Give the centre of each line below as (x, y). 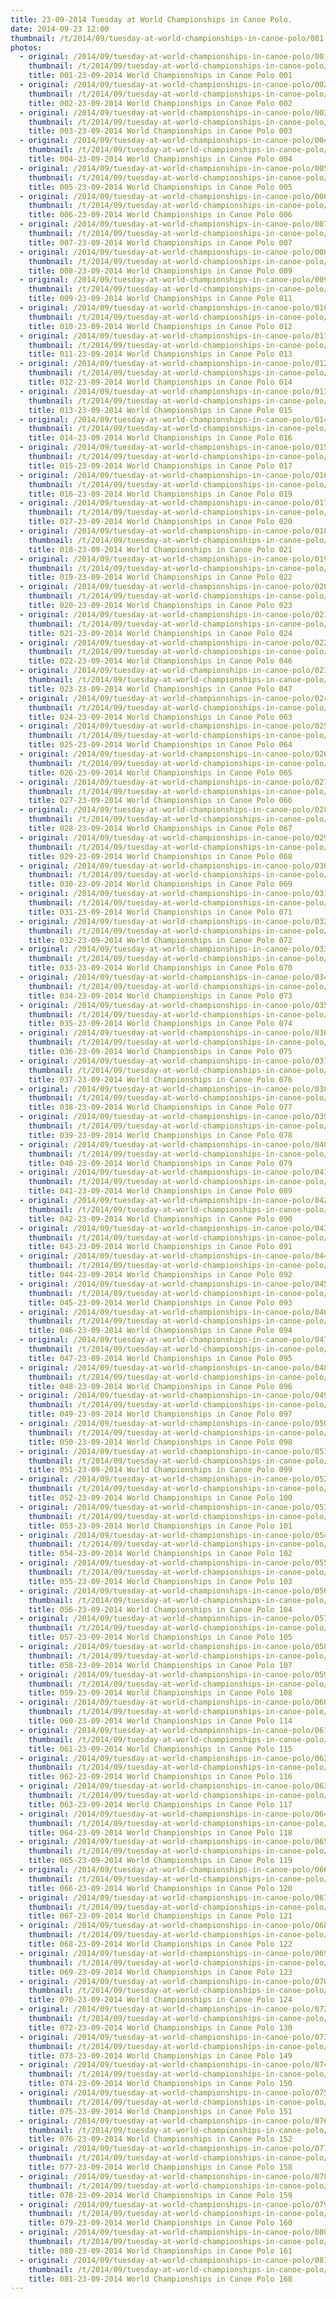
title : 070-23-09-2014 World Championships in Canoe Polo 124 (160, 2000)
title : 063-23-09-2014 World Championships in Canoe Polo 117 (160, 1804)
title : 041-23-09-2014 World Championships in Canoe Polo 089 (160, 1191)
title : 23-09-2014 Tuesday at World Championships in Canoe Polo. (151, 19)
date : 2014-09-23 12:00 (60, 29)
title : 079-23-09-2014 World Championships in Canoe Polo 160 (160, 2223)
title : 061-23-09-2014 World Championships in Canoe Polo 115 (160, 1749)
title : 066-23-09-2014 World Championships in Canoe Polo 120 (160, 1888)
